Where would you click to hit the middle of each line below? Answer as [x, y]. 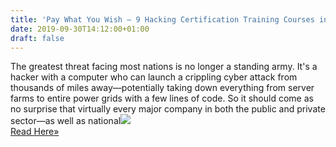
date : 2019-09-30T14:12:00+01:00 [80, 29]
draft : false [37, 38]
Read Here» [35, 132]
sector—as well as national [66, 121]
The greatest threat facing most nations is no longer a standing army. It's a [164, 67]
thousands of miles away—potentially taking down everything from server [162, 88]
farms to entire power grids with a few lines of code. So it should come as [162, 98]
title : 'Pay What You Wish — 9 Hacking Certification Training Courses [162, 19]
